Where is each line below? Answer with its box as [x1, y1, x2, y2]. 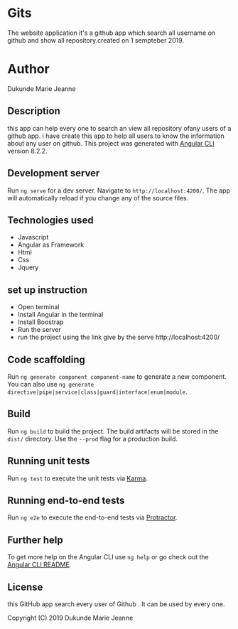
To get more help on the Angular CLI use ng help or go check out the [7, 553, 209, 561]
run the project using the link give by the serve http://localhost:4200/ [17, 333, 220, 342]
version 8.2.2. [7, 146, 48, 155]
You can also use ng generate [7, 380, 94, 388]
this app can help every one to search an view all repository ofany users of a [7, 124, 232, 132]
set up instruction [7, 284, 87, 296]
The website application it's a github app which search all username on [7, 28, 216, 37]
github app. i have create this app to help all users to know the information [7, 131, 225, 140]
